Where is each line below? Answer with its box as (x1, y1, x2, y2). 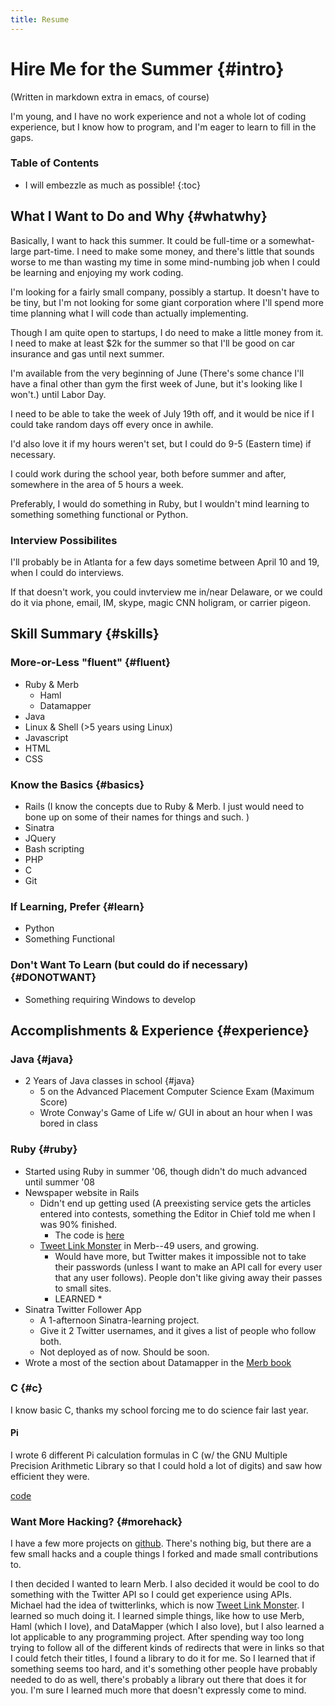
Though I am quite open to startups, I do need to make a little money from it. (10, 326, 324, 338)
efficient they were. (10, 1471, 90, 1483)
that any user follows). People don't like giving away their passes (54, 1271, 323, 1283)
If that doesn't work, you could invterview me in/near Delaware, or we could (10, 586, 323, 598)
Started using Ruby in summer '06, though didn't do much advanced (24, 1165, 308, 1177)
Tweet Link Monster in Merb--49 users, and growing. (39, 1239, 260, 1251)
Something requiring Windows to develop (24, 993, 196, 1005)
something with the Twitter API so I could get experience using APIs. (10, 1589, 293, 1601)
